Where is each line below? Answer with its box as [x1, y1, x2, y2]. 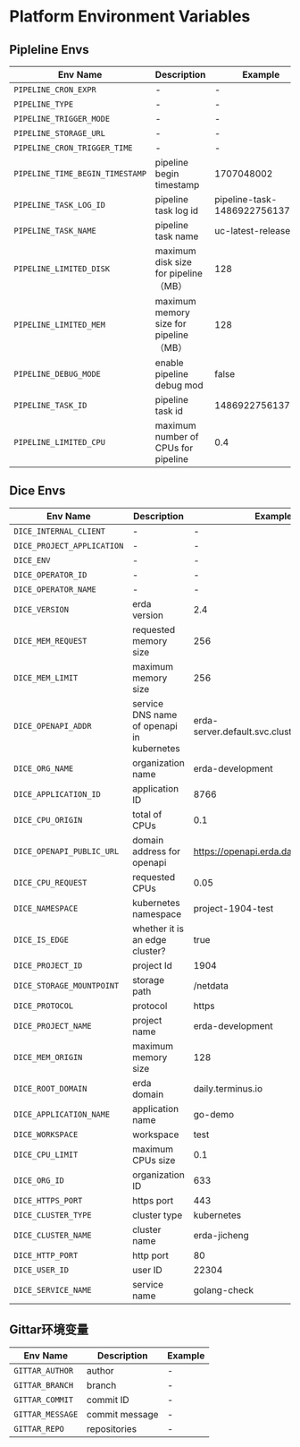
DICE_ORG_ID [13, 1175, 65, 1186]
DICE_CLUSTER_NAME [13, 1229, 92, 1240]
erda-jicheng [193, 1229, 250, 1241]
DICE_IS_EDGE [13, 934, 70, 945]
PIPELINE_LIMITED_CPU [13, 437, 105, 447]
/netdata [193, 979, 229, 991]
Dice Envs [9, 484, 66, 499]
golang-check [193, 1283, 254, 1296]
